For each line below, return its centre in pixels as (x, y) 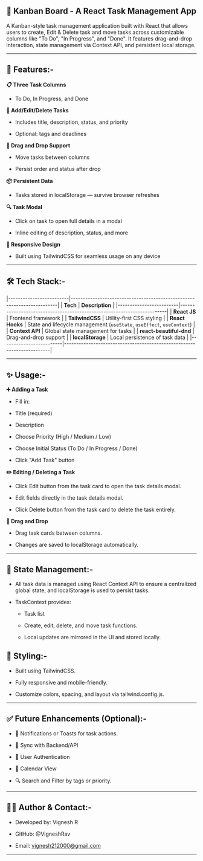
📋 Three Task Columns (36, 85)
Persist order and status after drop (58, 169)
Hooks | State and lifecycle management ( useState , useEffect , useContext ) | (101, 324)
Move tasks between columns (52, 157)
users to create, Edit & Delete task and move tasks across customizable (95, 32)
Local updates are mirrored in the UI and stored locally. (92, 637)
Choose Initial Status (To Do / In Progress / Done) (76, 448)
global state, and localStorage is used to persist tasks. (82, 590)
